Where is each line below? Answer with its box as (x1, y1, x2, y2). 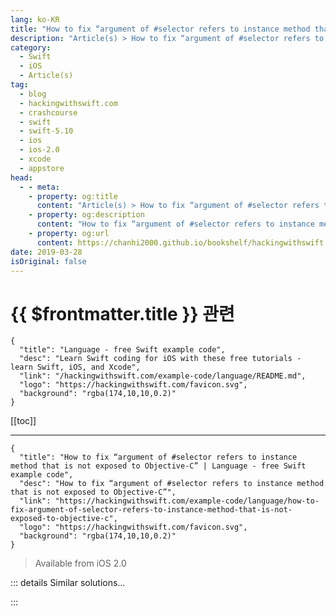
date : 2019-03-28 (10, 247, 83, 257)
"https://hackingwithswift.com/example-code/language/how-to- (54, 496, 320, 506)
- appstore (19, 163, 65, 173)
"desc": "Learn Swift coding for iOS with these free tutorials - (19, 354, 302, 364)
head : (10, 172, 33, 183)
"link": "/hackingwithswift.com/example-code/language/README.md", (19, 371, 307, 381)
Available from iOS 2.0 (34, 557, 127, 570)
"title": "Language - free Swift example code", (19, 345, 226, 355)
